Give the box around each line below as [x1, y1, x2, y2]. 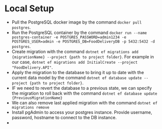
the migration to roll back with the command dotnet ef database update [11, 90, 158, 96]
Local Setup [4, 3, 54, 14]
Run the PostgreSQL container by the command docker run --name [11, 29, 147, 35]
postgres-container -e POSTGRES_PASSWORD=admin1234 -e [11, 35, 127, 40]
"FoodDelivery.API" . [11, 64, 53, 70]
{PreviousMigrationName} [11, 95, 63, 101]
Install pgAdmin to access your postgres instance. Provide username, [11, 109, 153, 115]
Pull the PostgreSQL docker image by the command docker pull [11, 19, 142, 25]
